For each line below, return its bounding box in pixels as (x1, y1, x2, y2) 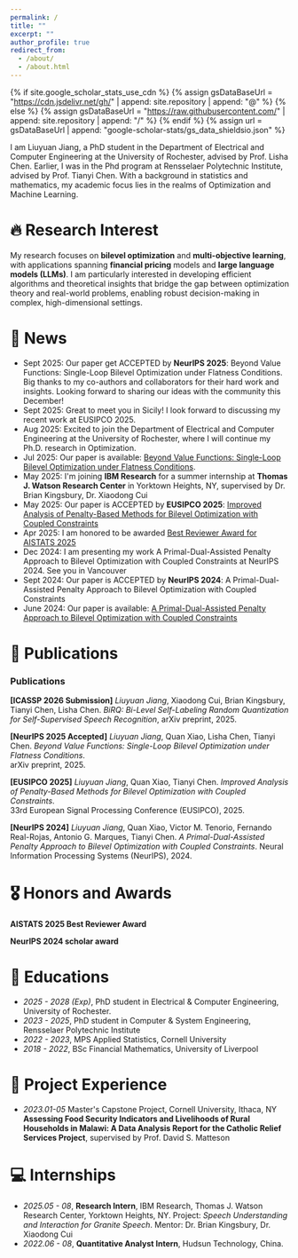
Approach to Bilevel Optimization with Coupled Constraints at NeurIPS (22, 556, 279, 566)
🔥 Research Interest (10, 220, 159, 241)
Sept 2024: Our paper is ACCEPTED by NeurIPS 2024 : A (22, 574, 231, 585)
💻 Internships (10, 1165, 116, 1185)
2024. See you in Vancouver (22, 565, 127, 575)
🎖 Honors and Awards (10, 883, 172, 904)
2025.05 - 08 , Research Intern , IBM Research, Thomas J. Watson (22, 1200, 263, 1211)
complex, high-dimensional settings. (10, 297, 143, 307)
